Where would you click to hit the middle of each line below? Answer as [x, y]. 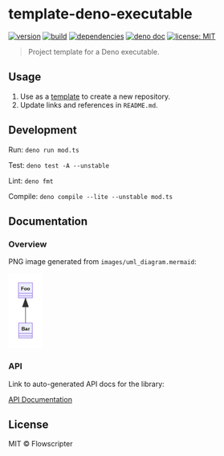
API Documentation [40, 399]
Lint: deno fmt [31, 181]
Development [43, 130]
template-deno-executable [100, 14]
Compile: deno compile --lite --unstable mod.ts [91, 196]
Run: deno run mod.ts [44, 149]
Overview [28, 244]
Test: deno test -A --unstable [59, 165]
